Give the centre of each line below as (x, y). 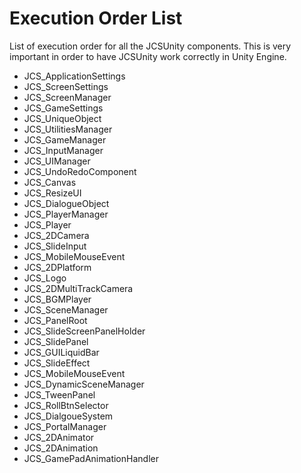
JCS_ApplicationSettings (74, 76)
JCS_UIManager (57, 161)
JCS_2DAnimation (61, 448)
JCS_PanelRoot (55, 320)
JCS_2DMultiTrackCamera (78, 288)
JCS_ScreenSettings (66, 86)
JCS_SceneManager (66, 309)
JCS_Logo (45, 278)
